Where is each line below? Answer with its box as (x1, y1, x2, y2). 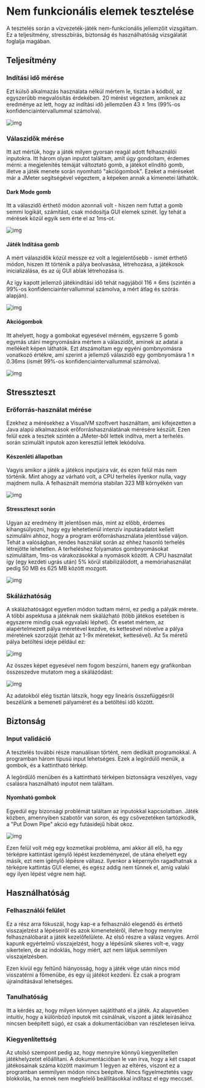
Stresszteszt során (6, 505, 56, 513)
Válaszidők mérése (6, 134, 64, 143)
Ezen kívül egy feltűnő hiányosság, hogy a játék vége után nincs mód (6, 964, 180, 972)
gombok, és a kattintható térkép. (6, 761, 88, 769)
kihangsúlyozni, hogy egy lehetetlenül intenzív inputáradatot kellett (6, 525, 174, 533)
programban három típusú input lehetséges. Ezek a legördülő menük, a (6, 755, 185, 762)
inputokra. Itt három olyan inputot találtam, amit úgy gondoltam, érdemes (6, 154, 190, 162)
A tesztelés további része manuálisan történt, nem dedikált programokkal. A (6, 748, 196, 756)
